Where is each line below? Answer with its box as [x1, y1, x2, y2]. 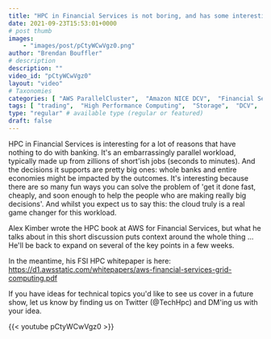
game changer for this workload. [8, 207, 117, 217]
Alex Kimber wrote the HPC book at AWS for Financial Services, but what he [8, 223, 261, 232]
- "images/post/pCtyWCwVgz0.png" [23, 42, 135, 50]
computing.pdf [8, 273, 58, 282]
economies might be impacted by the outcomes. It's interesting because [8, 173, 249, 182]
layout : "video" [8, 79, 63, 87]
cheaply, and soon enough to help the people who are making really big [8, 190, 247, 200]
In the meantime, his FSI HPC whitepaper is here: [8, 256, 172, 266]
